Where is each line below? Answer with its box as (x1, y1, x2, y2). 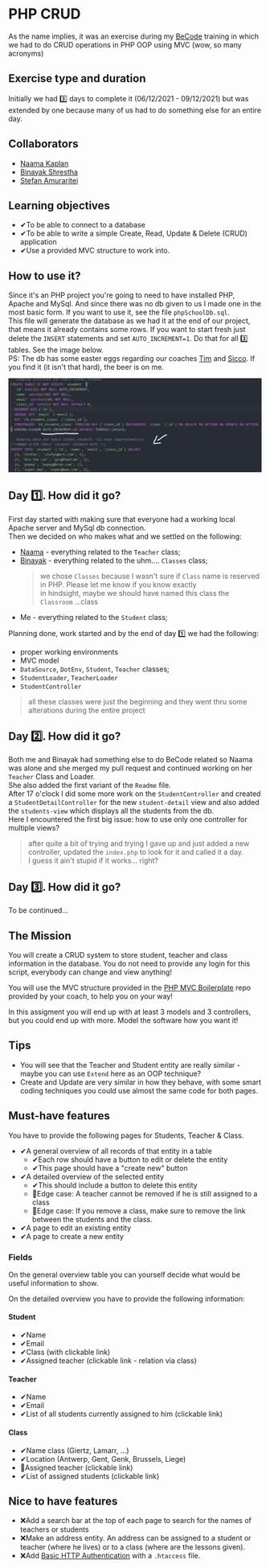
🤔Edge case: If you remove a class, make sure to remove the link (31, 1205, 247, 1215)
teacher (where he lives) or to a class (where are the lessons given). (19, 1542, 246, 1552)
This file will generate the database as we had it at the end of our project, (8, 316, 251, 326)
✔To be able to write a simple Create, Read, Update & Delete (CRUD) (19, 228, 247, 238)
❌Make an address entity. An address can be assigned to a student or (19, 1533, 252, 1543)
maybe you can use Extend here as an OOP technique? (19, 1069, 202, 1078)
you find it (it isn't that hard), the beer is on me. (8, 363, 165, 372)
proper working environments (19, 646, 119, 656)
